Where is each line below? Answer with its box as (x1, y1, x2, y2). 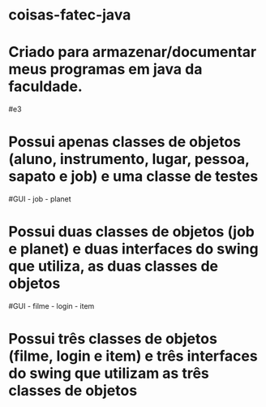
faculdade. (8, 77, 83, 96)
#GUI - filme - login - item (8, 301, 95, 310)
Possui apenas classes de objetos (8, 132, 242, 151)
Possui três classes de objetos (8, 330, 217, 349)
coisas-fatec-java (8, 6, 131, 24)
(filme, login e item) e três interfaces (8, 347, 258, 366)
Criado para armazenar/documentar (8, 43, 257, 62)
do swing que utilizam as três (8, 364, 209, 383)
